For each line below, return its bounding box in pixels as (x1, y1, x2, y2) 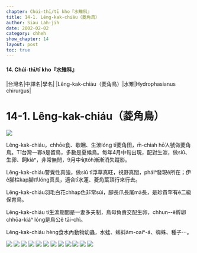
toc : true (6, 47, 31, 53)
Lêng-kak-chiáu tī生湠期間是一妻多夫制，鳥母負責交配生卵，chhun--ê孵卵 (6, 208, 186, 216)
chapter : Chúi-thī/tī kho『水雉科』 (6, 8, 92, 15)
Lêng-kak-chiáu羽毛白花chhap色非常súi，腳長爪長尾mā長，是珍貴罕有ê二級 (6, 189, 192, 196)
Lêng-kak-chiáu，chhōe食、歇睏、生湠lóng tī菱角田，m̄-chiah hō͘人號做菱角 (6, 141, 191, 148)
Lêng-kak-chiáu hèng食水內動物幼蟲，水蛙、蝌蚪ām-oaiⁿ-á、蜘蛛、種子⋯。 (6, 228, 192, 235)
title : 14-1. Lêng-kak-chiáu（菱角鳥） (6, 14, 100, 20)
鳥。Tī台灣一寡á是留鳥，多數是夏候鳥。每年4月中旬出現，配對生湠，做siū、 (6, 148, 190, 155)
